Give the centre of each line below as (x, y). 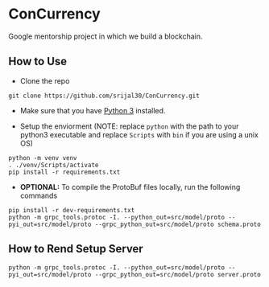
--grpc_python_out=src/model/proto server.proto (178, 274)
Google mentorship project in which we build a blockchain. (106, 36)
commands (39, 195)
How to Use (38, 61)
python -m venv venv (43, 158)
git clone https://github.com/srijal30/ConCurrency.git (104, 96)
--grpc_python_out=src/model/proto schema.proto (178, 224)
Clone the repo (45, 80)
